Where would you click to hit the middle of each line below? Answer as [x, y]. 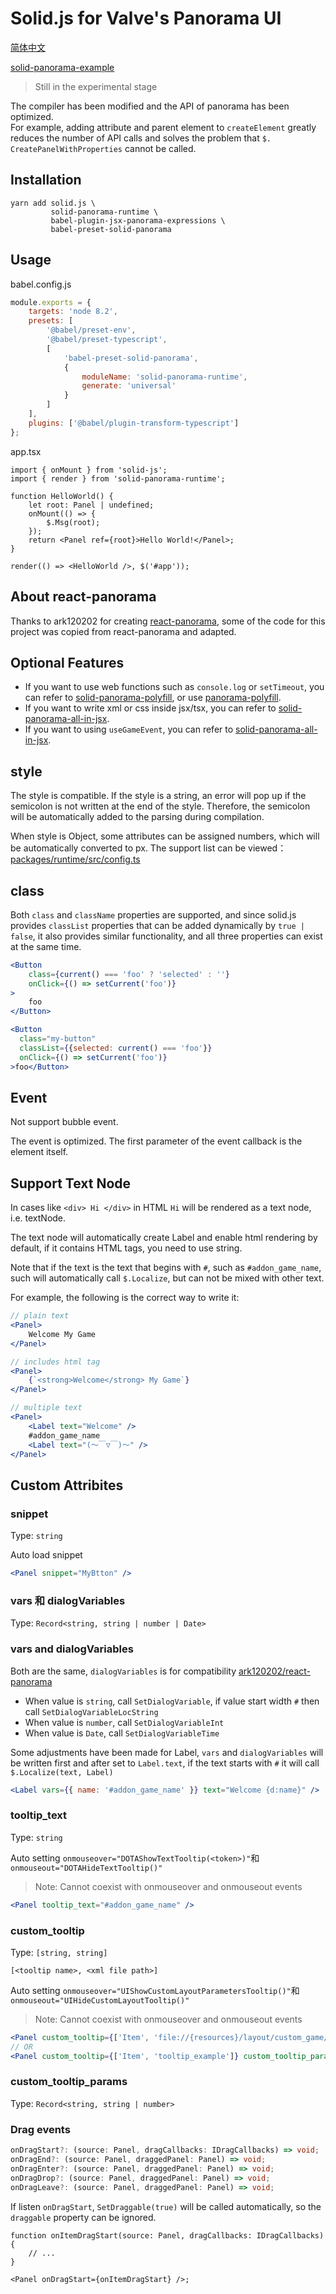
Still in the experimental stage [96, 86]
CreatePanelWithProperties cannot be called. [103, 148]
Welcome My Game [62, 1334]
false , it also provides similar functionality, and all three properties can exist [166, 936]
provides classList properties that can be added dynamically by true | [157, 925]
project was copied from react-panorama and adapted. [123, 631]
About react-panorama [83, 597]
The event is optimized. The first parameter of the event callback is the [156, 1141]
